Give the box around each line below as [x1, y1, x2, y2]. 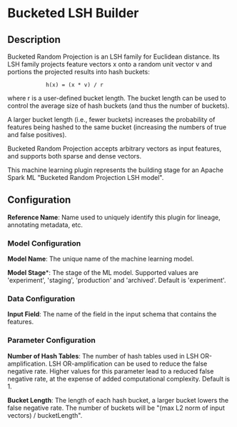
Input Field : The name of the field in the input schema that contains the [7, 310, 217, 318]
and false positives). [7, 131, 67, 139]
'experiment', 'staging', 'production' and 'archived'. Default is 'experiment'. [7, 276, 226, 285]
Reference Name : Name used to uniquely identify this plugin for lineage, [7, 213, 221, 221]
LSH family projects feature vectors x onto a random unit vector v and [7, 60, 213, 69]
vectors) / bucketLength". [7, 411, 83, 419]
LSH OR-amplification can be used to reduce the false [49, 359, 208, 368]
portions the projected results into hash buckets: [7, 68, 150, 76]
